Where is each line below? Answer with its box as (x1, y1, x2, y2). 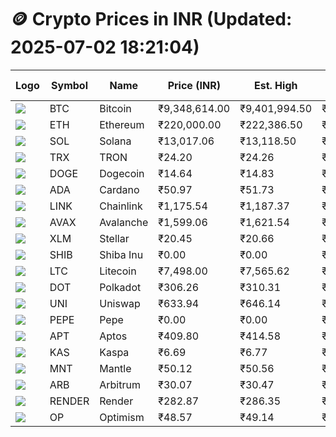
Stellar (99, 231, 130, 245)
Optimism (99, 410, 145, 424)
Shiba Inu (99, 247, 144, 261)
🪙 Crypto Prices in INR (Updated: (10, 8, 293, 31)
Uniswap (99, 296, 141, 310)
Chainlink (99, 199, 143, 213)
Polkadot (99, 280, 142, 294)
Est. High (253, 78, 298, 92)
